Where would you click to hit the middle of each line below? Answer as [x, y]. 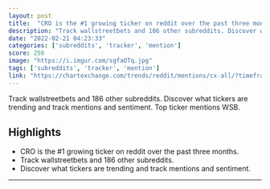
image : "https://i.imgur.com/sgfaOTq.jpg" [80, 61]
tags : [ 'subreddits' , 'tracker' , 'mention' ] [84, 68]
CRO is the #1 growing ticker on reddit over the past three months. [129, 152]
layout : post [30, 16]
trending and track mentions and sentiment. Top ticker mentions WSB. [125, 107]
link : [17, 76]
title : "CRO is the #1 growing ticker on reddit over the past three [129, 23]
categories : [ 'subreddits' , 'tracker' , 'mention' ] [95, 46]
